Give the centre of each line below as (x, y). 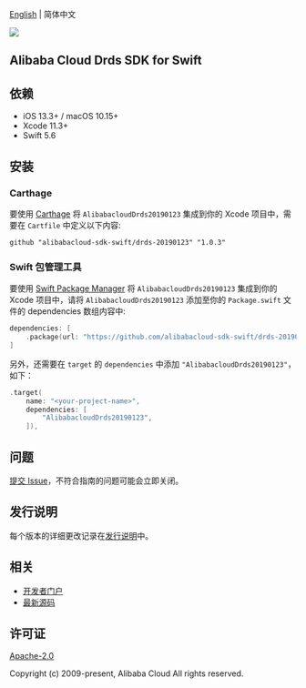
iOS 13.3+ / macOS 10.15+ (71, 116)
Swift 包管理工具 (46, 267)
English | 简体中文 (43, 14)
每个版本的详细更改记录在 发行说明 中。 (81, 535)
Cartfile (44, 226)
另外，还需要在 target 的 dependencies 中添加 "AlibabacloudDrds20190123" (149, 364)
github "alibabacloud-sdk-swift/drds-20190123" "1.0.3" (117, 242)
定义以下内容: (96, 225)
